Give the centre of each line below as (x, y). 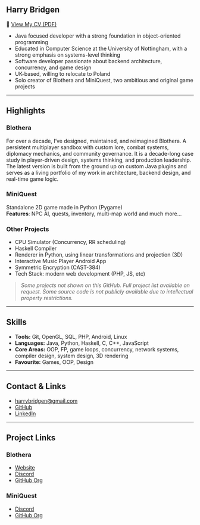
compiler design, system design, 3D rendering (71, 356)
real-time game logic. (32, 179)
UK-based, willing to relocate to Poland (62, 73)
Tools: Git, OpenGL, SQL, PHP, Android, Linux (71, 336)
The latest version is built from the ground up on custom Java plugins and (97, 166)
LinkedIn (25, 413)
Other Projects (28, 229)
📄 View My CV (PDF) (32, 24)
